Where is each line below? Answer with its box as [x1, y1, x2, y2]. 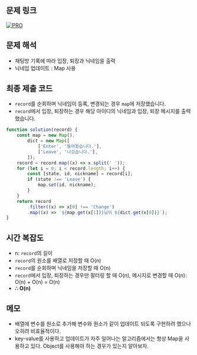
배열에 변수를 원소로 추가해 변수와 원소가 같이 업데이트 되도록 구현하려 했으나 [14, 320, 192, 327]
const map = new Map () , [17, 133, 75, 138]
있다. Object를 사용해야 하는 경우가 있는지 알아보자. [30, 342, 149, 349]
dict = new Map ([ [27, 138, 70, 144]
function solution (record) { [6, 127, 78, 133]
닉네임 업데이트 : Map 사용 [14, 64, 76, 72]
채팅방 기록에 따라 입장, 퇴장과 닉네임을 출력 [14, 57, 116, 64]
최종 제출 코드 [6, 83, 53, 93]
